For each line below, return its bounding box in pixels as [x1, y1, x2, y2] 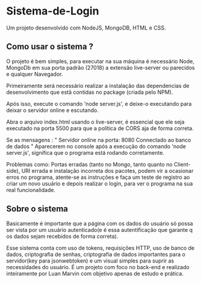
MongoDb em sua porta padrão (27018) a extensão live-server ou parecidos [6, 64, 195, 71]
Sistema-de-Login [6, 4, 99, 18]
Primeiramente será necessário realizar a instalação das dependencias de [6, 82, 190, 89]
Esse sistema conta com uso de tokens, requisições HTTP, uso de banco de [6, 244, 195, 251]
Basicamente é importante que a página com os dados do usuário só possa [6, 220, 194, 227]
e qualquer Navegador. [6, 70, 63, 78]
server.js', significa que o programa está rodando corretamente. [6, 149, 164, 156]
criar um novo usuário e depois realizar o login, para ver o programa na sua [6, 179, 193, 187]
